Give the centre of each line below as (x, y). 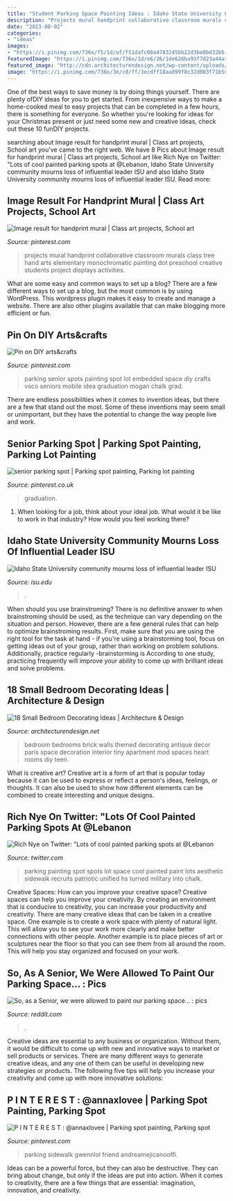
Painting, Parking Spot (57, 1111)
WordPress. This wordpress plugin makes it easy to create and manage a (112, 298)
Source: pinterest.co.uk (41, 485)
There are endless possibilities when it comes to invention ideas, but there (113, 400)
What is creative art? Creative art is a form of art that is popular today (106, 773)
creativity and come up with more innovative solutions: (85, 1078)
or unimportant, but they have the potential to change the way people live (112, 414)
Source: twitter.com (35, 858)
